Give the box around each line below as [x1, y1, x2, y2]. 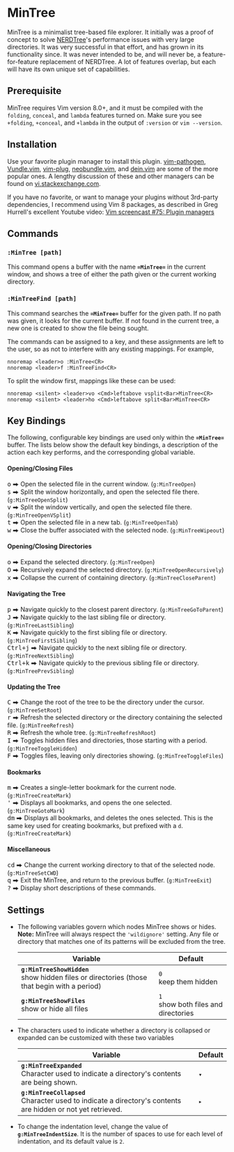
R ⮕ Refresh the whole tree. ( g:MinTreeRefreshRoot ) [7, 729, 157, 737]
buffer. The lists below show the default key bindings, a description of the [7, 441, 218, 449]
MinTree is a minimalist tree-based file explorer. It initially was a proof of [7, 28, 214, 36]
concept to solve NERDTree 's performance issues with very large [7, 35, 195, 43]
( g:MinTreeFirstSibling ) [7, 636, 78, 644]
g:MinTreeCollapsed [20, 1089, 86, 1097]
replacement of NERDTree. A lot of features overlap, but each [40, 57, 217, 65]
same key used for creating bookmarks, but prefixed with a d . [7, 822, 183, 830]
